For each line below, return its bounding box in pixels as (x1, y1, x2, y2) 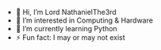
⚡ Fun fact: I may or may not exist (15, 33, 125, 42)
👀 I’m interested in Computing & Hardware (15, 16, 153, 25)
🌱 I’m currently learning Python (15, 24, 117, 33)
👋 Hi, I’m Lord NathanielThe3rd (15, 8, 117, 16)
